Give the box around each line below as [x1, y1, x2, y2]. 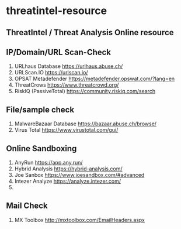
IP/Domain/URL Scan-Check [6, 47, 112, 57]
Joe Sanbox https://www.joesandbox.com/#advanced [14, 172, 145, 179]
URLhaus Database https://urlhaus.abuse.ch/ [14, 63, 123, 70]
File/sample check [6, 104, 75, 115]
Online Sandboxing [6, 143, 77, 153]
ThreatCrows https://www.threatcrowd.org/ [14, 81, 119, 88]
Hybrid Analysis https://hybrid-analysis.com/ [14, 165, 123, 172]
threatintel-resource [6, 4, 107, 18]
